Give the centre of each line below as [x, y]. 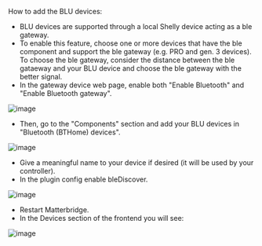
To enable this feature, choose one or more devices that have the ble [131, 43]
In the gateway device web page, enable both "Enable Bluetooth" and [132, 85]
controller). [37, 171]
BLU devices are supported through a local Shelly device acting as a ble [136, 26]
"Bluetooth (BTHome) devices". [70, 132]
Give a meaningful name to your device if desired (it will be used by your [136, 163]
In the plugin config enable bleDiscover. [84, 179]
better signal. [41, 77]
